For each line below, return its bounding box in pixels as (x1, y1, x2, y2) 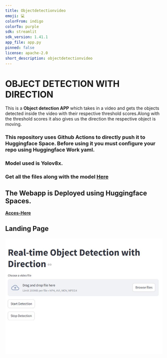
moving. (5, 121, 22, 128)
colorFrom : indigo (5, 19, 43, 24)
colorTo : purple (5, 24, 39, 29)
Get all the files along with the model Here (5, 173, 109, 180)
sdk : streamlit (5, 29, 37, 35)
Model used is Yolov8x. (5, 160, 63, 167)
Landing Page (5, 224, 49, 233)
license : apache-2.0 (5, 50, 48, 55)
